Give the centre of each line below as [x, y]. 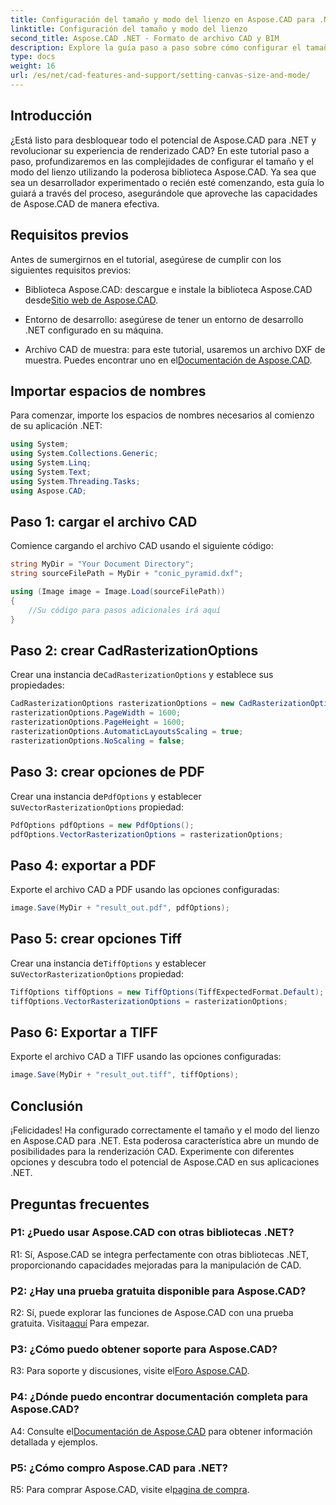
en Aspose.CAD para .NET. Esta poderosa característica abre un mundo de [165, 1141]
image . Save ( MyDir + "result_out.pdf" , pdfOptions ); [120, 908]
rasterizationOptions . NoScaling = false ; [98, 741]
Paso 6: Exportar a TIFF [84, 1032]
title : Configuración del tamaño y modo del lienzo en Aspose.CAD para [162, 19]
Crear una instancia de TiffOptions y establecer [108, 963]
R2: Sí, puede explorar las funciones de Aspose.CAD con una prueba [152, 1313]
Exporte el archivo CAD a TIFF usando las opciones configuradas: [146, 1057]
